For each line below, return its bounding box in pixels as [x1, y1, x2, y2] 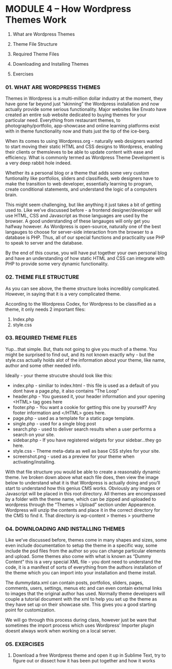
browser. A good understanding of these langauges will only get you [5, 218, 150, 224]
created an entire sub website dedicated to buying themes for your [5, 112, 147, 118]
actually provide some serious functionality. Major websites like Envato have [5, 106, 167, 113]
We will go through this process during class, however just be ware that [5, 617, 157, 623]
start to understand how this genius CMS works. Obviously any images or [5, 485, 161, 491]
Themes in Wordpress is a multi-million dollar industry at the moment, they [5, 96, 163, 102]
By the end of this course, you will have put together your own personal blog [5, 250, 167, 256]
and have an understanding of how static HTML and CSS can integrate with [5, 255, 165, 262]
